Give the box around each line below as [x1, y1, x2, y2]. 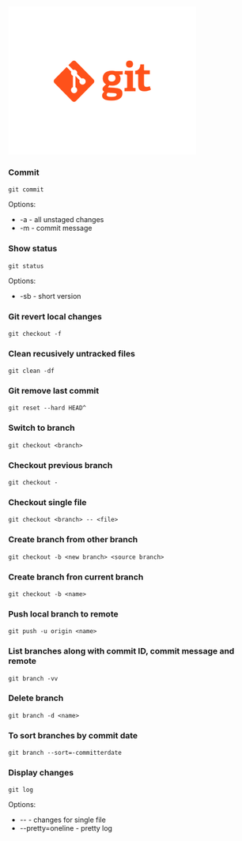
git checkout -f [8, 330, 62, 338]
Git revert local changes [8, 311, 103, 322]
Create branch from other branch [8, 534, 138, 545]
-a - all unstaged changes [19, 215, 104, 224]
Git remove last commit [8, 386, 100, 397]
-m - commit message [19, 224, 93, 233]
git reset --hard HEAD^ [8, 404, 87, 413]
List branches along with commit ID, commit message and [8, 646, 235, 657]
